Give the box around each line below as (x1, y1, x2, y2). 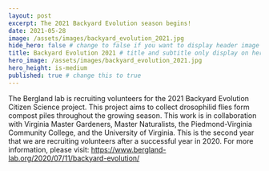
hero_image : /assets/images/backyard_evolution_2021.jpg (8, 57, 203, 65)
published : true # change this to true (8, 71, 142, 79)
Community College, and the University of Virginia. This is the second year (8, 128, 255, 137)
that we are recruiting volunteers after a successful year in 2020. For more (8, 136, 254, 145)
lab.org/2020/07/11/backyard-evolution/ (8, 153, 140, 163)
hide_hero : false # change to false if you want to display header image (8, 42, 260, 50)
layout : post (8, 11, 52, 20)
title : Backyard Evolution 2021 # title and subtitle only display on (8, 49, 249, 57)
